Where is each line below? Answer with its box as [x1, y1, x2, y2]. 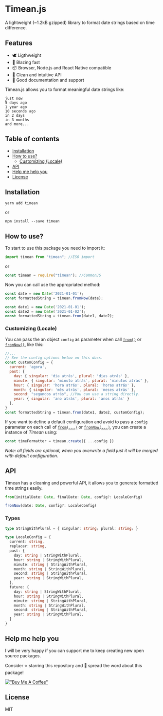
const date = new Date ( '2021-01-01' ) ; [5, 291, 84, 296]
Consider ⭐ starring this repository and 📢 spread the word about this [5, 662, 142, 668]
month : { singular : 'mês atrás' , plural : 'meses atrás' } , [14, 387, 136, 392]
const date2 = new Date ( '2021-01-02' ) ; [5, 309, 86, 314]
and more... [5, 121, 29, 127]
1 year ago [5, 104, 27, 109]
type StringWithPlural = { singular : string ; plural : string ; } [5, 526, 138, 531]
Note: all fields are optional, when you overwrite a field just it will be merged [5, 447, 158, 453]
